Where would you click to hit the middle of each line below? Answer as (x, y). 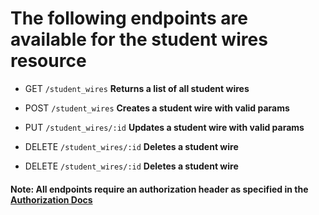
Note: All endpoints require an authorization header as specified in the (159, 189)
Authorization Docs (51, 199)
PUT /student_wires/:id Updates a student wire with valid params (164, 127)
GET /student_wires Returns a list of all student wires (137, 88)
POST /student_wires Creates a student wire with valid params (157, 108)
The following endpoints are (129, 18)
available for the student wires (139, 39)
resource (48, 61)
